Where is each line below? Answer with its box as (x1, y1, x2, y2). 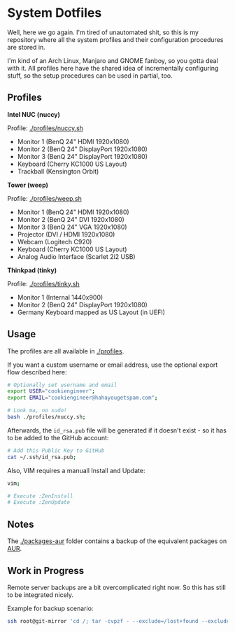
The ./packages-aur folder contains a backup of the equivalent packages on (7, 537, 227, 545)
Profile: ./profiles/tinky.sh (7, 279, 80, 288)
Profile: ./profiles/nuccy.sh (7, 124, 84, 132)
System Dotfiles (7, 5, 102, 21)
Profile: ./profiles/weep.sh (7, 194, 82, 202)
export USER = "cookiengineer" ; (7, 388, 96, 395)
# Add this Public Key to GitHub (7, 447, 105, 454)
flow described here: (7, 367, 67, 376)
